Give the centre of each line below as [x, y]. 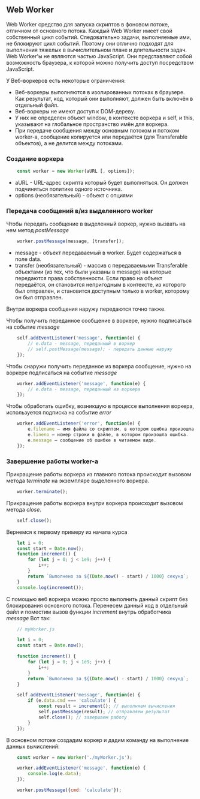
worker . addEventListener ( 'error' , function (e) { [79, 423]
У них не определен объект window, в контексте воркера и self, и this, [104, 118]
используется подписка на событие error [59, 413]
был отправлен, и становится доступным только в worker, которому [102, 291]
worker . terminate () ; [43, 491]
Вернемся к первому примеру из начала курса [67, 532]
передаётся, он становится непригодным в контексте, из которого [100, 285]
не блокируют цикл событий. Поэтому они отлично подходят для [90, 43]
